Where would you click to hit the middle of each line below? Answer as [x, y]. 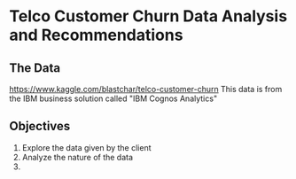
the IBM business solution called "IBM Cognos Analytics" [113, 98]
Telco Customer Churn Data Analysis [148, 16]
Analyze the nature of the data [78, 157]
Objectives [40, 126]
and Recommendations [96, 35]
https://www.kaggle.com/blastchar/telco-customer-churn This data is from [146, 89]
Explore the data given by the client [86, 147]
